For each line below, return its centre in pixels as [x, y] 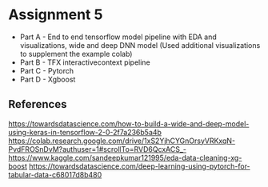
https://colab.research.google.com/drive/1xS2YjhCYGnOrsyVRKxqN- [122, 141]
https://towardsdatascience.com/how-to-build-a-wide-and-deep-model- [129, 123]
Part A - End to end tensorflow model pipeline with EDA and [118, 37]
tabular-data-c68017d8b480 [55, 174]
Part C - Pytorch [47, 70]
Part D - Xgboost [48, 79]
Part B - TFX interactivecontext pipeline [85, 62]
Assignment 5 [56, 15]
